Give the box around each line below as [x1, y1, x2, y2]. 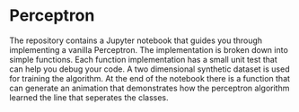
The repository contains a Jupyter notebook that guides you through [9, 35, 263, 46]
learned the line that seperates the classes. [9, 91, 169, 103]
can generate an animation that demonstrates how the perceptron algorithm [9, 82, 290, 93]
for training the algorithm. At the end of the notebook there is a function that [9, 73, 290, 83]
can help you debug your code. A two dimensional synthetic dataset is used [9, 64, 290, 74]
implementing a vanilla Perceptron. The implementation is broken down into [9, 44, 289, 55]
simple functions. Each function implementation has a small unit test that [9, 54, 277, 65]
